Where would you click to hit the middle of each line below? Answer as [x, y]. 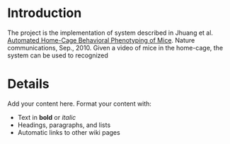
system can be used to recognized [58, 55]
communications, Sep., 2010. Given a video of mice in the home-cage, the [115, 48]
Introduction [45, 13]
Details [28, 84]
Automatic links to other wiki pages [69, 132]
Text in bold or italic [47, 117]
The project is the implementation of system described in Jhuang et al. [110, 33]
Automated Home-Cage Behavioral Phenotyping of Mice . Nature [101, 40]
